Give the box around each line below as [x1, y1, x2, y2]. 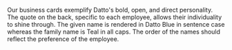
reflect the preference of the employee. [7, 35, 119, 43]
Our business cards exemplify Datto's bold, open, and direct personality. [7, 6, 213, 14]
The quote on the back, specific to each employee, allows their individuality [7, 13, 222, 21]
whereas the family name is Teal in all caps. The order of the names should [7, 27, 221, 36]
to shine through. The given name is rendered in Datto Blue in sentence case [7, 21, 225, 28]
